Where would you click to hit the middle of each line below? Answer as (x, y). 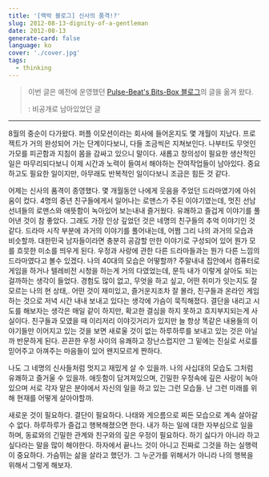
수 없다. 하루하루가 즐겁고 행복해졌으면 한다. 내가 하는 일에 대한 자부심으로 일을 (131, 425)
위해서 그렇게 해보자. (40, 465)
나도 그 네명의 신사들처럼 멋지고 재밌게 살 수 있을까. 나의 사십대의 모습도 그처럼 (131, 368)
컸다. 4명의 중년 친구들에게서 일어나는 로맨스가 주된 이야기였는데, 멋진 (132, 200)
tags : (17, 61)
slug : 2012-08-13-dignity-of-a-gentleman (78, 23)
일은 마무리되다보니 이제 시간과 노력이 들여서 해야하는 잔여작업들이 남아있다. (127, 163)
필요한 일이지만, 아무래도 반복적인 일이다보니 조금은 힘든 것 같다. (130, 173)
